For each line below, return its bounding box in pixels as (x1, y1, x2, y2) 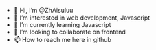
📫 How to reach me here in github (13, 36, 112, 43)
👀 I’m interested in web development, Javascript (13, 14, 151, 22)
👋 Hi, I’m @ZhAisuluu (13, 7, 74, 14)
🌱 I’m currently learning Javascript (13, 21, 111, 28)
